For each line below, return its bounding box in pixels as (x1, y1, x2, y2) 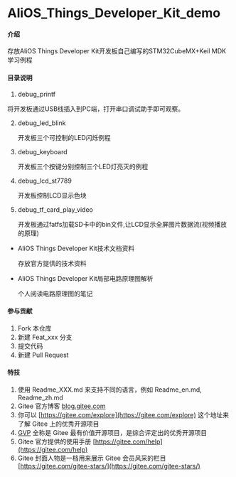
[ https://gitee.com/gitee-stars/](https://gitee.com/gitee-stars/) (17, 462, 200, 470)
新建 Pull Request (17, 350, 69, 359)
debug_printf (17, 90, 55, 98)
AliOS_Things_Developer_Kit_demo (7, 5, 221, 21)
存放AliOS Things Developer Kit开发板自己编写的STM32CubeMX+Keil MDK (7, 47, 226, 55)
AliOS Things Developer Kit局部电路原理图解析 (17, 274, 154, 282)
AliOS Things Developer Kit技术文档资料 (17, 244, 135, 252)
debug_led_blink (17, 119, 66, 127)
